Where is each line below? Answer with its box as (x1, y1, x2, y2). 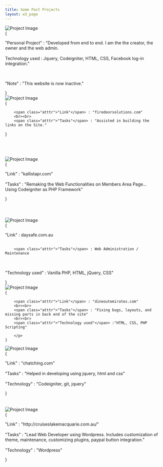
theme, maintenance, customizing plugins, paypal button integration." (5, 437, 145, 443)
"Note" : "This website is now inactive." (5, 80, 84, 86)
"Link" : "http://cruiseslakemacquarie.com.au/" (5, 421, 99, 427)
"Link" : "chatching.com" (5, 360, 55, 366)
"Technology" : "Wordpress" (5, 447, 62, 453)
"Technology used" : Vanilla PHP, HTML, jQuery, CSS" (5, 270, 114, 276)
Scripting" (5, 324, 27, 330)
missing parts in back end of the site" (5, 312, 89, 317)
